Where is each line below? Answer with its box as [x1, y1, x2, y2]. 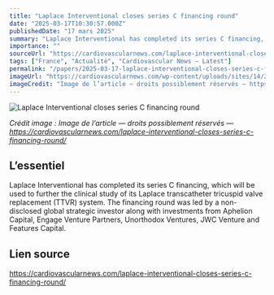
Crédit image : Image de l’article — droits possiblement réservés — [9, 118, 234, 128]
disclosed [9, 206, 42, 216]
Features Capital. [9, 223, 67, 233]
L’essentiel [9, 158, 65, 172]
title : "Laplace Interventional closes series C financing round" [9, 11, 239, 20]
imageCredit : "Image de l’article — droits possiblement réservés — [9, 80, 246, 88]
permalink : [9, 65, 46, 73]
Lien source [9, 247, 70, 261]
